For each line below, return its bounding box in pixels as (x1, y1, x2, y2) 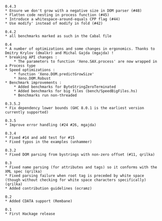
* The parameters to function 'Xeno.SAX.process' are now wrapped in (14, 59, 158, 64)
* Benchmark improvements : (5, 80, 62, 85)
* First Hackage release (5, 211, 55, 216)
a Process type (5, 63, 36, 68)
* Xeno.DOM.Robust (14, 76, 51, 81)
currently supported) (5, 110, 49, 115)
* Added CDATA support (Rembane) (5, 199, 73, 204)
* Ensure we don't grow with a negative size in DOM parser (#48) (5, 8, 142, 13)
